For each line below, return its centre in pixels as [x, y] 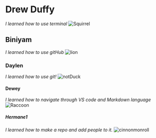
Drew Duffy [30, 9]
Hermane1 [16, 117]
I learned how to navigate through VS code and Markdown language [78, 100]
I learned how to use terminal [36, 24]
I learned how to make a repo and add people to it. [59, 130]
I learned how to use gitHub [35, 52]
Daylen [14, 65]
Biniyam [19, 40]
